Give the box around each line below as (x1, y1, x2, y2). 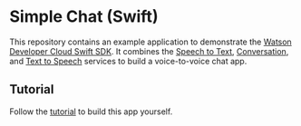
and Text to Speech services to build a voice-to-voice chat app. (9, 55, 248, 66)
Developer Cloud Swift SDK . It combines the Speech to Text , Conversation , (9, 45, 289, 56)
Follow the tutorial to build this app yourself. (9, 106, 173, 117)
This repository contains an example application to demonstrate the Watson (9, 36, 292, 47)
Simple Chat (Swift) (9, 6, 159, 27)
